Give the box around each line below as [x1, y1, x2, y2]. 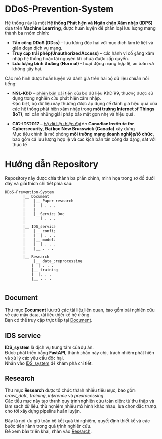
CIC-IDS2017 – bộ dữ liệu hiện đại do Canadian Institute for [12, 121, 134, 126]
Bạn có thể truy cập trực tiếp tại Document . [5, 317, 93, 323]
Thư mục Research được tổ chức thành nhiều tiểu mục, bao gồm [5, 387, 136, 393]
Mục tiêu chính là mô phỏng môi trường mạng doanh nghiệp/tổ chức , [12, 131, 154, 137]
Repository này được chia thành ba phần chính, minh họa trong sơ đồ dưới [5, 175, 155, 181]
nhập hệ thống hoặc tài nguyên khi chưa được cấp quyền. [12, 55, 129, 61]
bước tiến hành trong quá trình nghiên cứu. [5, 423, 92, 429]
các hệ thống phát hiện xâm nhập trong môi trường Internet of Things [12, 106, 155, 112]
